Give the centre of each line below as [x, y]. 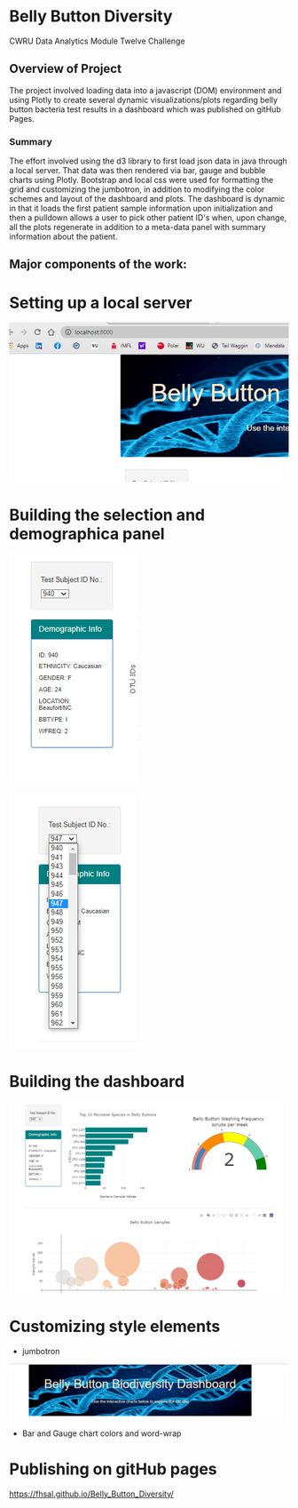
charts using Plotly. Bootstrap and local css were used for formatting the [141, 180]
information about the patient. [63, 236]
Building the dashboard [97, 1081]
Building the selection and [107, 515]
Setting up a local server [101, 303]
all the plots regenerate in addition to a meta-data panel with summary [137, 227]
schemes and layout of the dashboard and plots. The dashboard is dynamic [147, 199]
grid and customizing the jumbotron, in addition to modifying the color [137, 189]
